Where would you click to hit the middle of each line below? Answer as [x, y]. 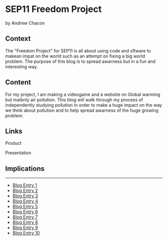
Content [18, 83]
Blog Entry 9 [25, 228]
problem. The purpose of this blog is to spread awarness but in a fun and [80, 61]
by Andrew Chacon [25, 23]
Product [13, 143]
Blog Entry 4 [25, 201]
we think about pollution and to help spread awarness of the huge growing [82, 110]
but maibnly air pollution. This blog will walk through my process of [74, 100]
